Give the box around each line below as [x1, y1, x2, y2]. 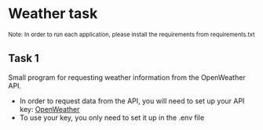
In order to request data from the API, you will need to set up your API [19, 96, 245, 106]
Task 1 [8, 52, 39, 65]
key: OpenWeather [19, 104, 80, 114]
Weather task [8, 5, 98, 23]
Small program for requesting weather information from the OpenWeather [8, 72, 246, 82]
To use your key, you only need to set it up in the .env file [19, 113, 205, 122]
